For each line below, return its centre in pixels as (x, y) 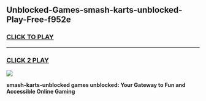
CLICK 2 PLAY (28, 60)
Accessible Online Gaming (41, 91)
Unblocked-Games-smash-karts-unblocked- (94, 10)
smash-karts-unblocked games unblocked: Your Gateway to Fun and (96, 84)
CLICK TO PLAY (30, 37)
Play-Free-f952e (39, 20)
